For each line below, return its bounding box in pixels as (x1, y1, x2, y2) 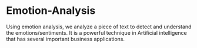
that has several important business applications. (6, 35, 125, 42)
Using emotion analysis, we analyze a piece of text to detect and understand (6, 23, 192, 30)
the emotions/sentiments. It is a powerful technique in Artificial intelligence (6, 29, 187, 36)
